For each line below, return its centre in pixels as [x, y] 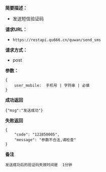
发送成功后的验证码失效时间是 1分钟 [39, 165]
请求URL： [16, 29]
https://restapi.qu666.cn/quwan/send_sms [57, 40]
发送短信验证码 [28, 19]
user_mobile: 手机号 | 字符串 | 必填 [52, 85]
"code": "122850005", [37, 135]
